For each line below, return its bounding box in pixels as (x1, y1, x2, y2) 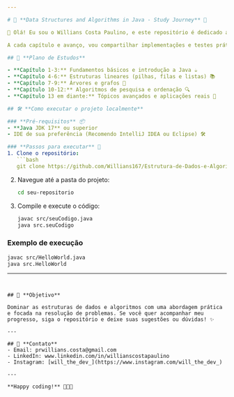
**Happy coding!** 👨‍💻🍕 (7, 383, 73, 391)
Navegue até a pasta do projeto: (17, 175, 110, 183)
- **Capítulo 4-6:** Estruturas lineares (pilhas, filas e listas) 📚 (7, 73, 216, 80)
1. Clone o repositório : (7, 150, 79, 157)
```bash (16, 156, 39, 163)
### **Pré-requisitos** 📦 (7, 118, 85, 125)
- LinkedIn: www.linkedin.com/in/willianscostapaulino (7, 353, 170, 360)
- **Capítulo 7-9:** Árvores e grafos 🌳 (7, 80, 127, 87)
